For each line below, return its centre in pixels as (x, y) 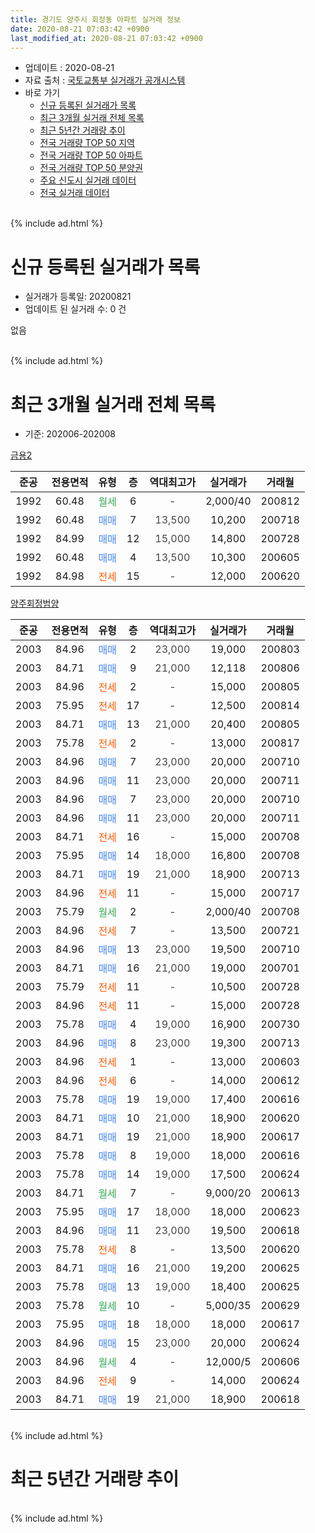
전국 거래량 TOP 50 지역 (87, 143)
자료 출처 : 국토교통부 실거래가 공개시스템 (105, 80)
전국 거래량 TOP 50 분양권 (91, 168)
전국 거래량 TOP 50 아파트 (91, 155)
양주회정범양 (35, 603)
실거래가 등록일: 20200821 (78, 297)
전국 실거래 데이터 (74, 193)
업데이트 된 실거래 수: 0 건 (75, 309)
